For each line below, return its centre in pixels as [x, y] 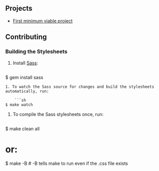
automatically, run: [27, 91]
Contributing [26, 37]
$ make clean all [22, 128]
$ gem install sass [24, 77]
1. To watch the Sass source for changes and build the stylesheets [80, 87]
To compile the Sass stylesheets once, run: [58, 114]
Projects [19, 8]
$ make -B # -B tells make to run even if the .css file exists [67, 163]
